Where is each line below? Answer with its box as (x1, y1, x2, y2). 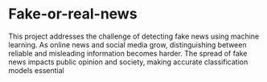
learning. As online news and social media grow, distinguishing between (8, 39, 247, 49)
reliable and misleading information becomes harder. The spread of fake (8, 48, 248, 58)
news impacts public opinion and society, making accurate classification (8, 57, 249, 67)
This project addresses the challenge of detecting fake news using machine (8, 31, 260, 41)
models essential (8, 65, 64, 75)
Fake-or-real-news (8, 5, 138, 23)
